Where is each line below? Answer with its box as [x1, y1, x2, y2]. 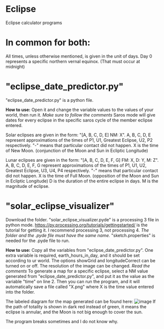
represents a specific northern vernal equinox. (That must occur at [5, 58, 140, 64]
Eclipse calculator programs [5, 20, 62, 26]
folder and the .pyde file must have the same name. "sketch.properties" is [5, 232, 156, 238]
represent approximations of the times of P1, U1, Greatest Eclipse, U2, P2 [5, 137, 153, 143]
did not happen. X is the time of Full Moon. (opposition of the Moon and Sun [5, 173, 159, 179]
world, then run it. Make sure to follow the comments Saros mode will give [5, 112, 156, 118]
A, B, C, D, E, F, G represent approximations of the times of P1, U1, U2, [5, 162, 147, 168]
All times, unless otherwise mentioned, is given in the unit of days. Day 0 [5, 53, 153, 59]
